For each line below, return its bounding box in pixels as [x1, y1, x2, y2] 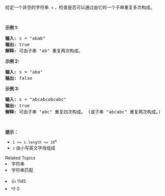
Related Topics [5, 155, 36, 161]
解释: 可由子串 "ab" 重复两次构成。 [5, 48, 83, 53]
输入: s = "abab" [5, 35, 46, 41]
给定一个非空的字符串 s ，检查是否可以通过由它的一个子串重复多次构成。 [5, 4, 155, 10]
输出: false [5, 75, 33, 81]
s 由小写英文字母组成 [12, 145, 56, 151]
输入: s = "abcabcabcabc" [5, 97, 67, 102]
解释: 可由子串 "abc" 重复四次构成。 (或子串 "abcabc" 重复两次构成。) [5, 109, 161, 115]
